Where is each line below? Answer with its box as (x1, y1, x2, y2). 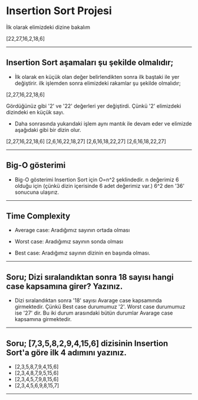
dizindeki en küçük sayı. (6, 108, 65, 115)
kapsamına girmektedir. (14, 316, 72, 323)
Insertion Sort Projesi (6, 4, 112, 18)
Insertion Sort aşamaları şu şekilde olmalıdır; (6, 58, 174, 68)
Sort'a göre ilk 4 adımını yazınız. (6, 348, 127, 358)
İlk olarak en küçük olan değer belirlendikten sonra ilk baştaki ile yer (14, 73, 180, 80)
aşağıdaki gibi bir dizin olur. (14, 126, 81, 133)
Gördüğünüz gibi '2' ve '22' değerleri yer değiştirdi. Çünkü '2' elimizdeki (6, 102, 181, 110)
